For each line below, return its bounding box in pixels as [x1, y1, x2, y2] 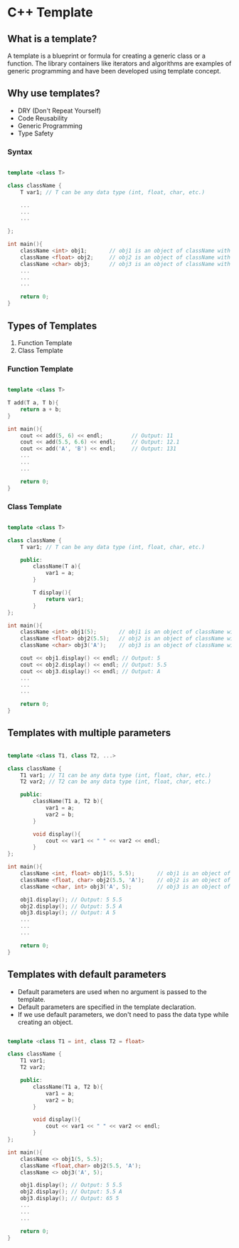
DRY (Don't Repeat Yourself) [17, 106, 102, 115]
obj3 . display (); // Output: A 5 [20, 909, 116, 916]
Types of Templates [7, 319, 97, 332]
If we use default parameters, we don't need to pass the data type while [17, 1010, 229, 1018]
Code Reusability [17, 113, 68, 122]
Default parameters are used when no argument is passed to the [17, 987, 208, 996]
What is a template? [7, 33, 97, 45]
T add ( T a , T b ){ [7, 399, 59, 406]
